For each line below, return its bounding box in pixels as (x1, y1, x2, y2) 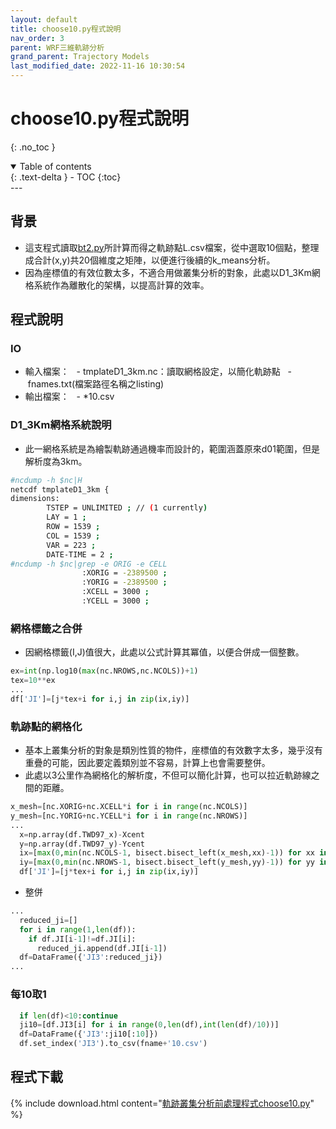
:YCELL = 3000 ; (81, 596, 150, 606)
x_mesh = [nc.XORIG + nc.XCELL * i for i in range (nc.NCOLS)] (10, 802, 248, 812)
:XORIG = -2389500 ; (81, 568, 168, 578)
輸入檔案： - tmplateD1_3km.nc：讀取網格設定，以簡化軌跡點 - (24, 366, 292, 378)
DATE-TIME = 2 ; (46, 549, 114, 560)
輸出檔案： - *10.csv (24, 391, 115, 403)
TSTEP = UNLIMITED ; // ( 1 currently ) (46, 503, 208, 513)
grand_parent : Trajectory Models (10, 52, 150, 62)
